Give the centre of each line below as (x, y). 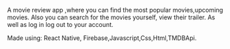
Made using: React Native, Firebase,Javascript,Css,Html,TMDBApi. (102, 38)
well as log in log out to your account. (60, 24)
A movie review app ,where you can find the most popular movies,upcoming (115, 10)
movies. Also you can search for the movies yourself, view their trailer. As (111, 17)
